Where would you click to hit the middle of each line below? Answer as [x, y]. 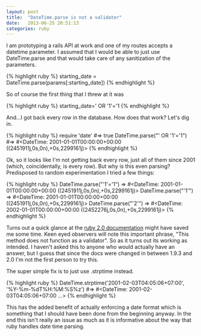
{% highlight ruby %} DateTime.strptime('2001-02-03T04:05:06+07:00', [95, 283]
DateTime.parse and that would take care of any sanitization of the [88, 58]
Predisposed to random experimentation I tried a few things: [80, 173]
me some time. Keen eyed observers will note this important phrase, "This [97, 234]
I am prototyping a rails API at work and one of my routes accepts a [89, 46]
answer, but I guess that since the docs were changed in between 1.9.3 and [99, 253]
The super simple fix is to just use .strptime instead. [70, 271]
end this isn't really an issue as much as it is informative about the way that [99, 320]
